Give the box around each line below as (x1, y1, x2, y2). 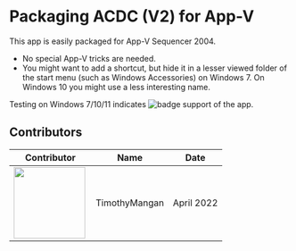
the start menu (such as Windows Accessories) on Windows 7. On (21, 71, 265, 82)
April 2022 (172, 197, 218, 209)
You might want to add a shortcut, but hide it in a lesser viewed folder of (21, 63, 288, 73)
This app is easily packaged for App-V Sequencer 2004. (9, 36, 217, 46)
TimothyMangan (95, 197, 165, 209)
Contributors (9, 125, 83, 140)
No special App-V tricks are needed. (21, 53, 156, 63)
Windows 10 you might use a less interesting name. (21, 81, 211, 92)
